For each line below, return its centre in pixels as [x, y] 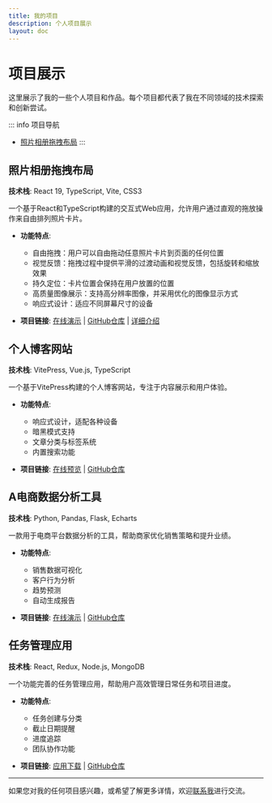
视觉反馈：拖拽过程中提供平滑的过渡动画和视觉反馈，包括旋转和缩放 [146, 263]
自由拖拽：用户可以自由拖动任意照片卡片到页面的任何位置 [128, 253]
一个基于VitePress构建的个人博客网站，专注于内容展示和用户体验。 [120, 387]
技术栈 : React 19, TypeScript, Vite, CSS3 [75, 191]
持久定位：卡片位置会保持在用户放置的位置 [103, 284]
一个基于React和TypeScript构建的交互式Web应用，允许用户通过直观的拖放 [132, 208]
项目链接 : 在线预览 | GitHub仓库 [72, 469]
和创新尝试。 [30, 108]
